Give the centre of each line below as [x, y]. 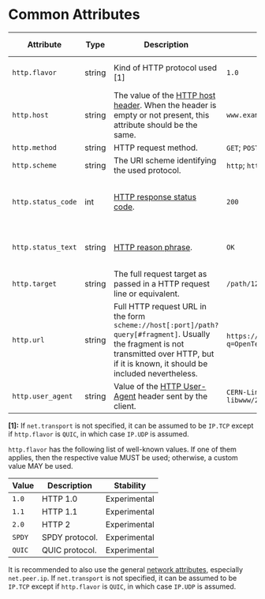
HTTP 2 [56, 524]
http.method [35, 147]
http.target [35, 283]
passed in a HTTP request [162, 283]
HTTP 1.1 [60, 511]
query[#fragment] [146, 334]
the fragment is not [149, 343]
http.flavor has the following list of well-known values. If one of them [122, 449]
